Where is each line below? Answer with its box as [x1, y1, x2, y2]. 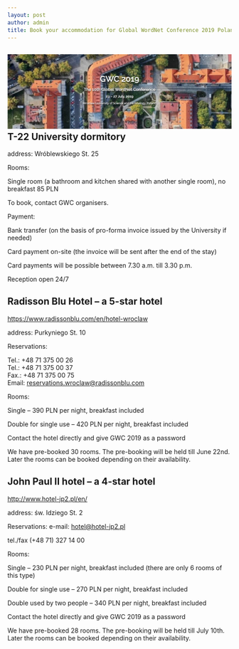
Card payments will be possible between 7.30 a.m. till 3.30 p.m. [7, 261, 193, 270]
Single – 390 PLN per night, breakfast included [7, 406, 144, 414]
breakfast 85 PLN [7, 185, 59, 194]
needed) [7, 233, 33, 242]
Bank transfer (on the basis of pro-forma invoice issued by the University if [7, 226, 227, 235]
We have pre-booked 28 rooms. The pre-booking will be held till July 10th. [7, 626, 225, 635]
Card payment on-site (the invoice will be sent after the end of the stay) [7, 248, 217, 256]
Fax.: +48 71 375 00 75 [7, 371, 75, 379]
